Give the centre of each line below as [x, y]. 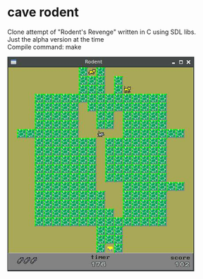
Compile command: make [44, 47]
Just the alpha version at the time [56, 39]
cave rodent [43, 12]
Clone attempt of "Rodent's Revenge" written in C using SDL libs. [101, 32]
